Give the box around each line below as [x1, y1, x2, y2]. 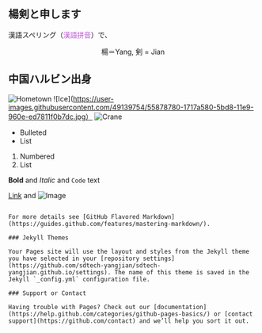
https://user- [72, 94, 115, 103]
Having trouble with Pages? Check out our [8, 303, 150, 311]
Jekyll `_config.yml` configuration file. [8, 275, 150, 283]
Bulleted [19, 128, 47, 137]
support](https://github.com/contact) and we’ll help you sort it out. [8, 316, 249, 325]
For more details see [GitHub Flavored [8, 212, 140, 220]
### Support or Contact [8, 289, 87, 297]
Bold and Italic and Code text [8, 175, 101, 185]
